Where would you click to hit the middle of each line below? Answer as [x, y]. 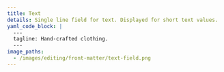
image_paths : [26, 52]
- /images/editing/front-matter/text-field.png [82, 58]
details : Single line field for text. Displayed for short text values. [113, 20]
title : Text [24, 13]
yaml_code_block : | [35, 26]
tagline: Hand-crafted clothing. [61, 39]
